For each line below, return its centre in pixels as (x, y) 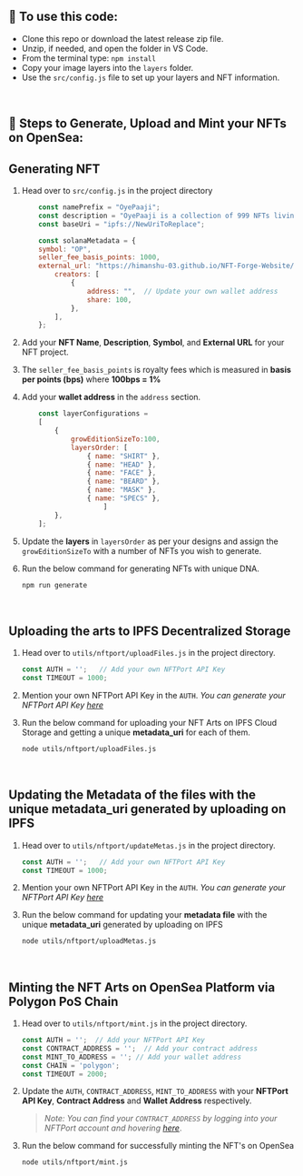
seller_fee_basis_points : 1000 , (99, 257)
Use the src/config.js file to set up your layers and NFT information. (151, 77)
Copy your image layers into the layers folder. (108, 67)
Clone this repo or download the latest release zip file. (122, 38)
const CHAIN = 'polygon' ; (70, 1065)
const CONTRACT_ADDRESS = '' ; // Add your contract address (140, 1048)
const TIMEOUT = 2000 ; (64, 1074)
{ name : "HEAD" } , (122, 465)
